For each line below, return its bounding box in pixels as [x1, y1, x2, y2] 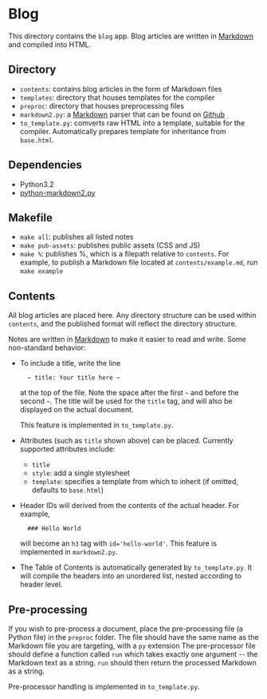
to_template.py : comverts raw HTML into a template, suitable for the [19, 117, 245, 128]
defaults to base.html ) [31, 485, 104, 495]
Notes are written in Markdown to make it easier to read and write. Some [8, 335, 247, 344]
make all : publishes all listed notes [19, 232, 134, 242]
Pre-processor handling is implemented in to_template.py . [8, 682, 200, 691]
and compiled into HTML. [8, 39, 92, 49]
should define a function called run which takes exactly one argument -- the [8, 649, 258, 659]
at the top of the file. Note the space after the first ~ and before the [19, 388, 239, 398]
